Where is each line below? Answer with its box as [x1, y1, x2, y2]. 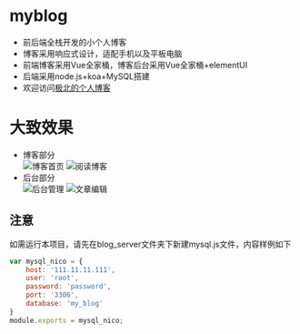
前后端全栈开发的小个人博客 [22, 36, 127, 47]
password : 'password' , [25, 282, 112, 291]
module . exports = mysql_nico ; [9, 316, 125, 325]
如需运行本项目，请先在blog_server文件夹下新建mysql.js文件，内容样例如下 [9, 238, 292, 249]
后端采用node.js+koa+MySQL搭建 [22, 70, 150, 82]
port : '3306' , [25, 290, 79, 300]
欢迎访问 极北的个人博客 [22, 82, 111, 93]
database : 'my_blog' [25, 299, 104, 309]
